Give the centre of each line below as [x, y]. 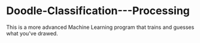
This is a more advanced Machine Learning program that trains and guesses [100, 27]
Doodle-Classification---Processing [98, 11]
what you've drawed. [32, 33]
